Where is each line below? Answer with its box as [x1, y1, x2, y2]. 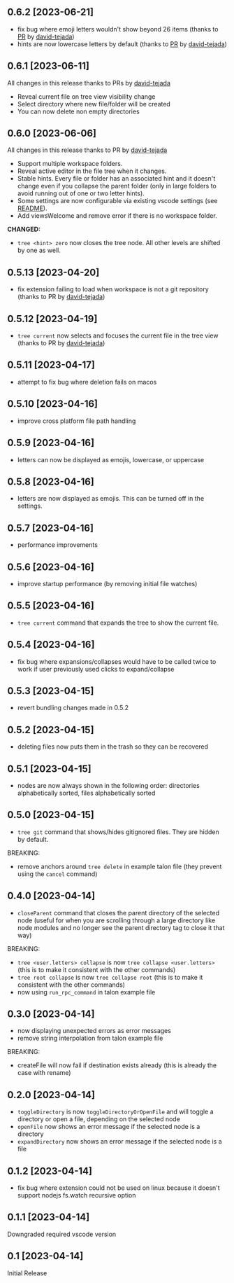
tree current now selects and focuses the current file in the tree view [17, 331, 219, 340]
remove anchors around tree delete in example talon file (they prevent [17, 862, 222, 871]
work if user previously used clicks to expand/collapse [17, 665, 175, 673]
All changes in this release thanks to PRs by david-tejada [7, 78, 171, 87]
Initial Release [7, 1268, 47, 1277]
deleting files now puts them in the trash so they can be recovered [17, 742, 208, 751]
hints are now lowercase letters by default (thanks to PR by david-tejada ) [17, 39, 227, 48]
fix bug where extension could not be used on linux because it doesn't [17, 1184, 220, 1192]
